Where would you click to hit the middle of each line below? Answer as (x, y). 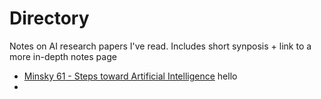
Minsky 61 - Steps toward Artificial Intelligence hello (130, 76)
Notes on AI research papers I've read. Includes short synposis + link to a (160, 46)
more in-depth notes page (63, 56)
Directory (49, 18)
